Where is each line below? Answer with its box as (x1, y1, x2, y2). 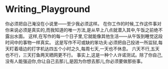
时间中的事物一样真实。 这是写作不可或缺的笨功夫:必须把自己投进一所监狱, (5, 39, 159, 45)
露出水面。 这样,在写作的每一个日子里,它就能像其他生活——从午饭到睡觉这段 (5, 33, 163, 39)
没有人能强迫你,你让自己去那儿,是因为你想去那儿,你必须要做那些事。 (5, 58, 145, 64)
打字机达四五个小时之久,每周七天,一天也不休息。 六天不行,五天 (31, 45, 160, 51)
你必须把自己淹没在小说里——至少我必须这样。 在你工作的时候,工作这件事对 (5, 20, 161, 26)
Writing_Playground (5, 3, 90, 15)
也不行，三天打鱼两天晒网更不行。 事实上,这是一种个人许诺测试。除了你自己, (5, 51, 163, 58)
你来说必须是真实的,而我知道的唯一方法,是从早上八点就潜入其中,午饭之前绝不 (5, 26, 163, 33)
